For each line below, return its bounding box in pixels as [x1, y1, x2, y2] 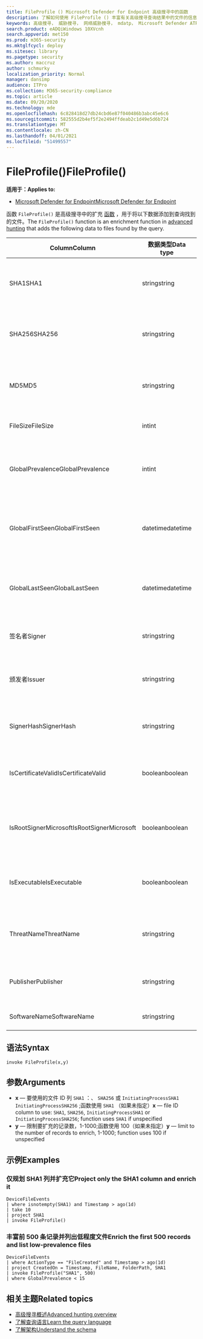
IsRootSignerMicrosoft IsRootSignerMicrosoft [9, 823, 137, 832]
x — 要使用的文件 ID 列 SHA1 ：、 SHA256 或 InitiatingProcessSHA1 [14, 1094, 179, 1102]
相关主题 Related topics [6, 1293, 94, 1304]
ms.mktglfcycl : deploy [6, 43, 63, 49]
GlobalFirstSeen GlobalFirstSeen [9, 524, 100, 532]
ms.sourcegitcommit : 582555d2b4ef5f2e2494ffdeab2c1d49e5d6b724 [6, 116, 169, 122]
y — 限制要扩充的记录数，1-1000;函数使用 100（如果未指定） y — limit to [14, 1122, 195, 1130]
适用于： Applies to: [6, 186, 56, 193]
